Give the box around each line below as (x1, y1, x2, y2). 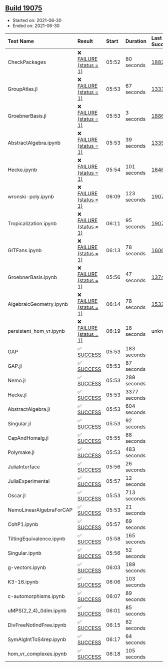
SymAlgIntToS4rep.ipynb (7, 635, 66, 642)
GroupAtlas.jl (7, 85, 38, 92)
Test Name (7, 38, 34, 45)
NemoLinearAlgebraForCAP (7, 506, 73, 513)
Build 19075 (5, 4, 42, 13)
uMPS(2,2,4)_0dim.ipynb (7, 607, 66, 614)
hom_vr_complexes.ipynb (7, 650, 67, 657)
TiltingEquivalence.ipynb (7, 535, 66, 542)
